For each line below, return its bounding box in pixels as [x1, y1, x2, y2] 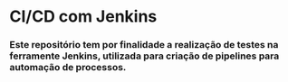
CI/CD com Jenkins [9, 6, 158, 27]
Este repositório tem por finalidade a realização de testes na [9, 39, 279, 51]
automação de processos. [9, 61, 127, 74]
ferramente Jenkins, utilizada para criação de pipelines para [9, 50, 280, 62]
